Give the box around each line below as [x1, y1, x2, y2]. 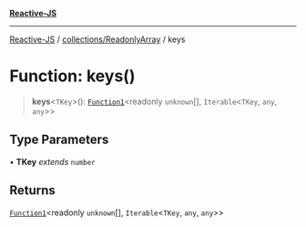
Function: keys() [9, 66, 136, 87]
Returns [9, 182, 56, 199]
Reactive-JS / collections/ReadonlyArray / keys [9, 34, 186, 45]
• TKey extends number [9, 156, 96, 167]
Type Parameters [9, 132, 109, 148]
